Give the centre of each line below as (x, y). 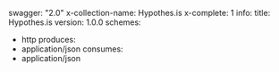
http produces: (49, 40)
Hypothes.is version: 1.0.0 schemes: (75, 22)
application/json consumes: (72, 49)
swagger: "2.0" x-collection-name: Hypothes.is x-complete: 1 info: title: (139, 13)
